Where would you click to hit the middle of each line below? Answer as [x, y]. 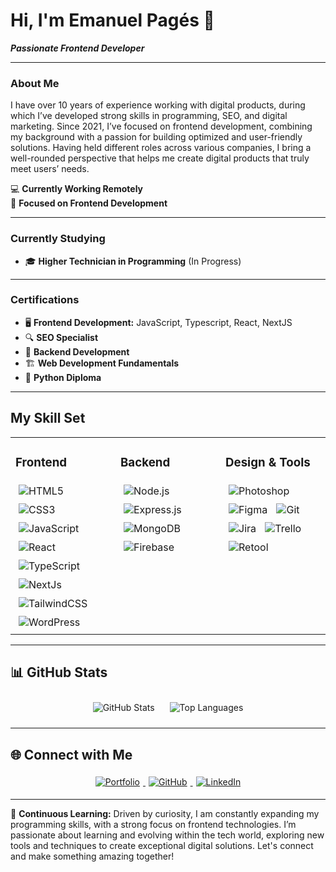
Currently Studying [58, 239]
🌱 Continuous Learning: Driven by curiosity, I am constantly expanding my [165, 814]
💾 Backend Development [77, 351]
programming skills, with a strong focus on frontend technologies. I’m [153, 825]
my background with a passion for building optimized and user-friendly [156, 137]
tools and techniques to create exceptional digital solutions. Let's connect [162, 846]
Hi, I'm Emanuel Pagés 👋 [112, 20]
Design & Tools [268, 462]
